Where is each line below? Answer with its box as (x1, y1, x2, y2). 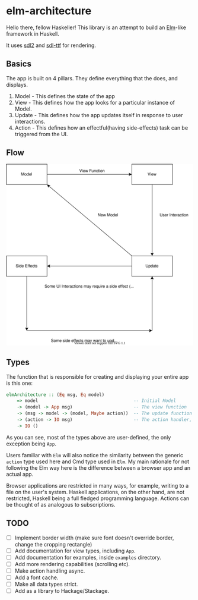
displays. (6, 81, 28, 88)
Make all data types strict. (14, 581, 78, 588)
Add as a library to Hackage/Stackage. (14, 588, 110, 595)
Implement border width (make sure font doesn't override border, (14, 534, 174, 541)
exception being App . (6, 440, 56, 447)
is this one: (6, 379, 33, 387)
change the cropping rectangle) (14, 541, 92, 548)
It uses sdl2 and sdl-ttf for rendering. (6, 42, 97, 49)
